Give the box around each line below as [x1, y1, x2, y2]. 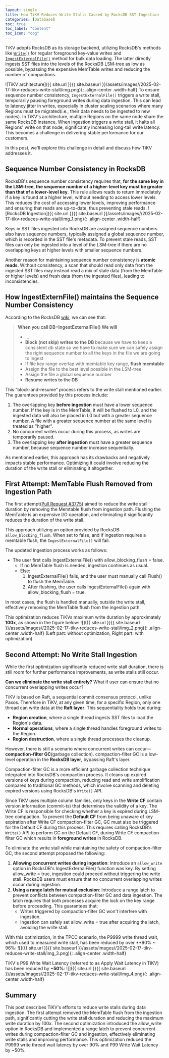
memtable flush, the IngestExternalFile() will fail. [5, 537, 110, 543]
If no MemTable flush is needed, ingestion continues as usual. [20, 563, 149, 569]
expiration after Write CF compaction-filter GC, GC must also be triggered [5, 819, 158, 825]
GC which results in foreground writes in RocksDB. [16, 835, 123, 841]
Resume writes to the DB [25, 377, 78, 383]
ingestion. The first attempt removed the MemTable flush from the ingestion [5, 1010, 162, 1016]
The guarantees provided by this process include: [5, 392, 108, 398]
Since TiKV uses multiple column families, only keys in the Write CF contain [5, 797, 162, 803]
